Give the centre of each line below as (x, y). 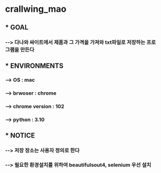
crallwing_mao (36, 9)
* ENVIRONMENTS (34, 66)
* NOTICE (20, 135)
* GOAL (17, 27)
